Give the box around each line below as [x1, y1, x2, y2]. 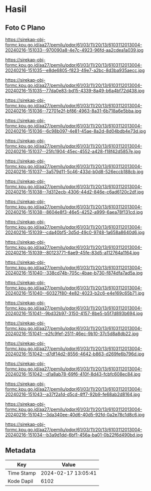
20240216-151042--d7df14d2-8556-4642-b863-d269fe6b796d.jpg [5, 351, 145, 357]
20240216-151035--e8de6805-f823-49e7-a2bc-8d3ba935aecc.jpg [5, 67, 145, 73]
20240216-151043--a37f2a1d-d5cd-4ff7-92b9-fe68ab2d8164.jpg [5, 391, 141, 397]
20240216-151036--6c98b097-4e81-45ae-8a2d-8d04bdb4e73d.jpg [5, 128, 146, 134]
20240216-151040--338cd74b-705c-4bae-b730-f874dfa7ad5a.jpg [5, 270, 143, 276]
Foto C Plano [5, 23, 45, 32]
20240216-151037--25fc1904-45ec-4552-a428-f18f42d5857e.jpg [5, 149, 141, 154]
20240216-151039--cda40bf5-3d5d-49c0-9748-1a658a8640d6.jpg [5, 229, 145, 235]
